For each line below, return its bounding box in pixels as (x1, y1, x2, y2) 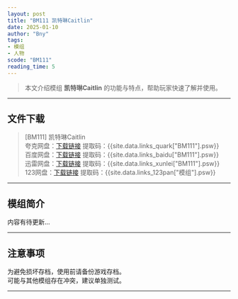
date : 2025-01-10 (7, 23, 59, 30)
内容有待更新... (7, 218, 51, 227)
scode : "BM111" (7, 57, 52, 64)
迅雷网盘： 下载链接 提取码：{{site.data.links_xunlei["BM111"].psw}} (24, 159, 220, 168)
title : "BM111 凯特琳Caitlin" (7, 17, 93, 24)
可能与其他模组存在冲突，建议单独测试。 (7, 276, 125, 285)
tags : (7, 37, 23, 44)
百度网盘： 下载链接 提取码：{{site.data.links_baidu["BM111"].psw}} (24, 150, 220, 159)
